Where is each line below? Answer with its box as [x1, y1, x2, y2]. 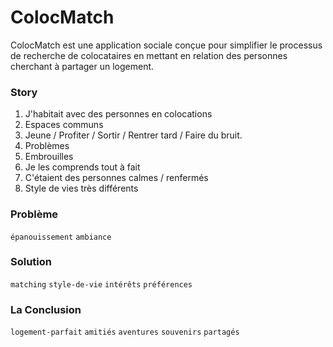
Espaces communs [24, 119, 104, 131]
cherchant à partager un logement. [10, 60, 155, 72]
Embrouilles [24, 151, 74, 163]
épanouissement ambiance [10, 232, 112, 242]
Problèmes [24, 140, 70, 152]
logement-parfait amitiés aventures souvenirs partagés [10, 327, 240, 338]
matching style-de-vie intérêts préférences [10, 279, 193, 290]
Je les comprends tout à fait [24, 161, 141, 173]
